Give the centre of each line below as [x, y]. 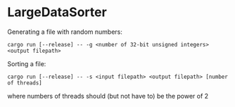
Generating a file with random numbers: [65, 32]
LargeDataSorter [57, 12]
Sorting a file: [27, 63]
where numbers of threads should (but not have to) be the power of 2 [108, 96]
